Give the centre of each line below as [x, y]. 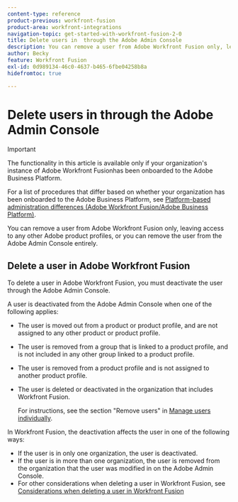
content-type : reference [44, 14]
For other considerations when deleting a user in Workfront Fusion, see [121, 484]
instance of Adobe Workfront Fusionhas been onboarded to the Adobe [110, 170]
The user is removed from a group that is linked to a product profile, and [123, 347]
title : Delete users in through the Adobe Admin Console [95, 40]
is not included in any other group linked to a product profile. [106, 354]
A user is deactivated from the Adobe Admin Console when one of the [110, 304]
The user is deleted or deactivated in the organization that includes [115, 389]
